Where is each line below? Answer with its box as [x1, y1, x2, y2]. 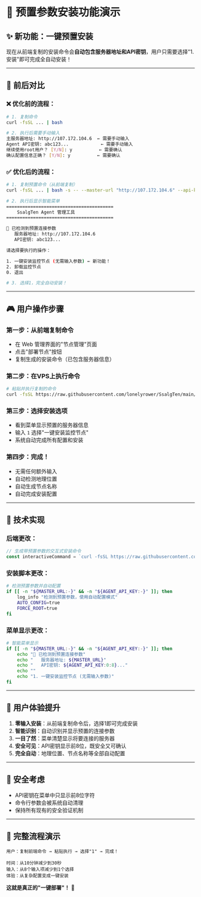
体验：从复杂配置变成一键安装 [6, 873, 69, 879]
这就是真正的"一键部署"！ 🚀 [6, 884, 75, 892]
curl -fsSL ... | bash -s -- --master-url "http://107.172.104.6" [6, 187, 175, 193]
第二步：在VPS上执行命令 [6, 372, 81, 380]
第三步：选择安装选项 [6, 407, 68, 415]
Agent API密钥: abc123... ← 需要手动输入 [6, 141, 133, 147]
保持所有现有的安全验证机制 [14, 806, 84, 814]
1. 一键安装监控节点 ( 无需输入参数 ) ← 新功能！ [6, 258, 111, 264]
